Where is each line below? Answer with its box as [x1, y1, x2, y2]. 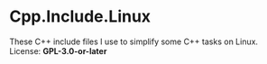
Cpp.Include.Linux [9, 6, 152, 27]
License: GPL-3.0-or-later [9, 45, 107, 56]
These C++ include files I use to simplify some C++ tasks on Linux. [9, 36, 259, 47]
